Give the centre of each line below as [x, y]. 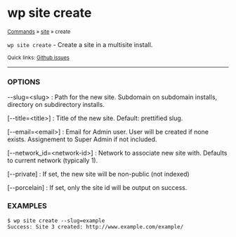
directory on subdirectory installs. [56, 105]
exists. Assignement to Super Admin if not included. [82, 139]
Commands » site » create [39, 32]
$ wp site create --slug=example [56, 220]
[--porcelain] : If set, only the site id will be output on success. [97, 188]
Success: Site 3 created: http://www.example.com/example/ [96, 226]
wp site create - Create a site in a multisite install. [80, 44]
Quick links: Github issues [39, 58]
